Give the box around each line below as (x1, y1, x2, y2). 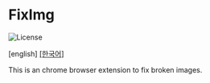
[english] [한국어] (8, 48, 64, 58)
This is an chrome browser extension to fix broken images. (8, 64, 203, 74)
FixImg (8, 6, 55, 24)
